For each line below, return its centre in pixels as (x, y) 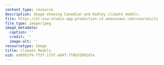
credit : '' (20, 37)
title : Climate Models (28, 50)
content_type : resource (29, 10)
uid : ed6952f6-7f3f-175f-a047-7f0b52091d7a (50, 55)
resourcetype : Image (26, 46)
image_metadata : (21, 28)
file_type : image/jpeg (28, 23)
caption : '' (22, 32)
